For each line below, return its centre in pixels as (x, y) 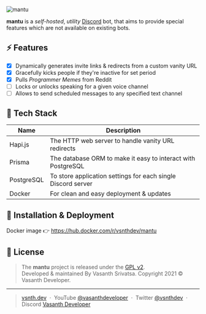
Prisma (19, 162)
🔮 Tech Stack (32, 113)
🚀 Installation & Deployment (60, 216)
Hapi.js (19, 144)
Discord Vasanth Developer (56, 304)
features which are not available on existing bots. (68, 28)
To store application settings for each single (113, 176)
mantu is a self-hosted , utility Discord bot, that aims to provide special (95, 21)
